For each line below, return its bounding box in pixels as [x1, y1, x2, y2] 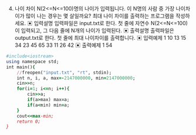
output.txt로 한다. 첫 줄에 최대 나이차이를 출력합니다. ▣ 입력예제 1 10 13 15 [14, 34, 187, 41]
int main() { [6, 64, 35, 70]
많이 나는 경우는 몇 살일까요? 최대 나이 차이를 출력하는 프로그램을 [25, 12, 175, 19]
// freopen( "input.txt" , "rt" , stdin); [16, 70, 112, 75]
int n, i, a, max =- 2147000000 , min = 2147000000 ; [16, 75, 135, 81]
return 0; [16, 119, 41, 124]
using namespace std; [6, 58, 59, 64]
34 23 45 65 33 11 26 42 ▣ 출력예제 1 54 [14, 41, 113, 49]
